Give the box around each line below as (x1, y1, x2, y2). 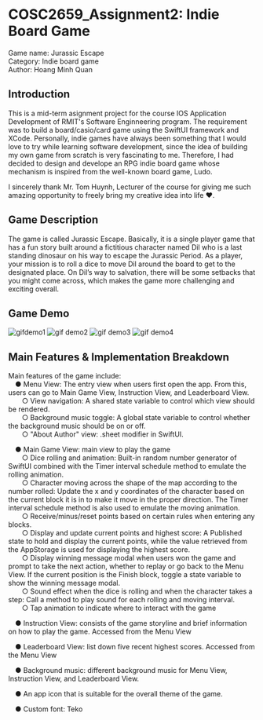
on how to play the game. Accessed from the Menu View (8, 627, 192, 637)
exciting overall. (8, 284, 60, 294)
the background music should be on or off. (8, 422, 146, 431)
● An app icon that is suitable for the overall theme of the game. (15, 689, 223, 699)
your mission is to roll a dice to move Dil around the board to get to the (8, 259, 236, 269)
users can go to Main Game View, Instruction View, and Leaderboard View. (8, 388, 250, 397)
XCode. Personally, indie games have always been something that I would (8, 133, 247, 143)
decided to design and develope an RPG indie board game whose (8, 159, 220, 168)
